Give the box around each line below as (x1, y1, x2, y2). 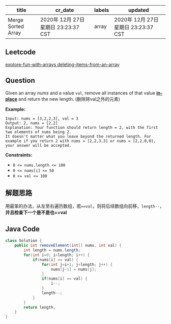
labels (94, 7, 109, 13)
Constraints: (5, 152, 33, 158)
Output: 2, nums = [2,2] (5, 120, 58, 126)
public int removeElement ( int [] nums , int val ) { (14, 243, 122, 248)
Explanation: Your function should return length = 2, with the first (5, 125, 158, 130)
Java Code (5, 224, 40, 233)
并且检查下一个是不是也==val (5, 210, 67, 216)
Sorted (8, 23, 24, 30)
